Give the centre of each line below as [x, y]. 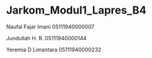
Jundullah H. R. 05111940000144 [46, 38]
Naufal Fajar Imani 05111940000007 [50, 27]
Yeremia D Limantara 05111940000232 [54, 49]
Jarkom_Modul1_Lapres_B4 [76, 10]
